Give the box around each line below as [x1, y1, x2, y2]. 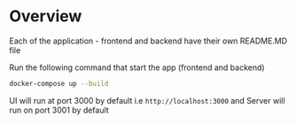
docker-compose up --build [9, 79, 109, 88]
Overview [9, 6, 82, 27]
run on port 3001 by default [9, 105, 109, 115]
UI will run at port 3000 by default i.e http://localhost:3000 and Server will [9, 95, 285, 105]
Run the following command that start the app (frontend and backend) [9, 62, 265, 73]
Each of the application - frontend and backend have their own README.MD [9, 35, 288, 46]
